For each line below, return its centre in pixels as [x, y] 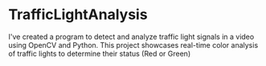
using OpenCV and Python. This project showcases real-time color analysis [133, 45]
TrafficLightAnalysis [78, 15]
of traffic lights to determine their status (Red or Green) [100, 53]
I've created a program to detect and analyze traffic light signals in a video [131, 37]
